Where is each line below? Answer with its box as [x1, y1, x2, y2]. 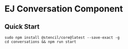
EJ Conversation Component [4, 3, 123, 14]
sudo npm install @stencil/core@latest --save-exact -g [4, 35, 120, 40]
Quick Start [4, 23, 40, 31]
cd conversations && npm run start [4, 39, 77, 44]
